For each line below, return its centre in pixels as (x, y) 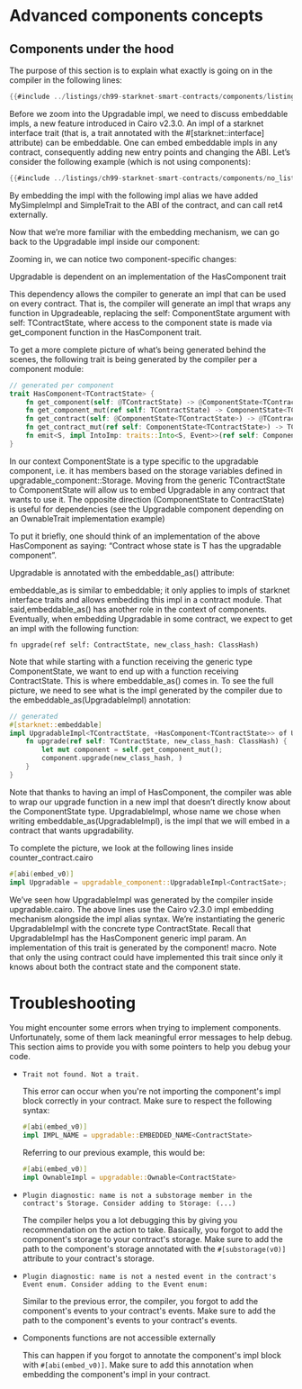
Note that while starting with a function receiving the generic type (131, 661)
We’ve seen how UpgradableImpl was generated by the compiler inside (142, 899)
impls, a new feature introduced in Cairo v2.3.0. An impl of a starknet (137, 123)
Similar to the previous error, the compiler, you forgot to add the (140, 1301)
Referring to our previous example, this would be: (114, 1153)
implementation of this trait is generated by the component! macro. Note (143, 948)
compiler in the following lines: (66, 80)
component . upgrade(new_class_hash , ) (112, 758)
